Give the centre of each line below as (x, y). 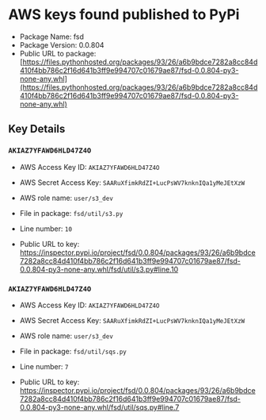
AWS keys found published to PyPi (124, 15)
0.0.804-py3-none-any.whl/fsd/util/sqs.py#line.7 (99, 407)
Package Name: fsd (52, 37)
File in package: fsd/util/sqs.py (73, 351)
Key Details (37, 129)
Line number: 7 (44, 366)
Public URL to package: (58, 53)
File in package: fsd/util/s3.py (71, 213)
